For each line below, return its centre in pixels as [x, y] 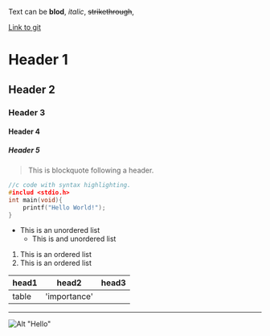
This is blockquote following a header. [91, 170]
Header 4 [24, 131]
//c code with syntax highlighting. [70, 185]
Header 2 [32, 89]
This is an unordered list [60, 230]
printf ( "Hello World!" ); [64, 207]
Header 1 [38, 60]
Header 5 [24, 150]
